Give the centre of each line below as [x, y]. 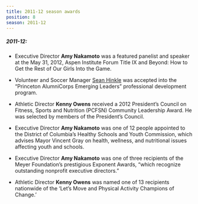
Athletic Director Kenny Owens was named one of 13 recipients [92, 182]
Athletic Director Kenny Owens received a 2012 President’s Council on [100, 104]
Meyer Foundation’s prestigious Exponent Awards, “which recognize [98, 164]
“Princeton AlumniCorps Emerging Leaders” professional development [100, 87]
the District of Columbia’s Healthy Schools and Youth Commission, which [103, 134]
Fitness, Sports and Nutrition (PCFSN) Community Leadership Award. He [103, 110]
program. [26, 93]
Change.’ [26, 195]
